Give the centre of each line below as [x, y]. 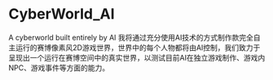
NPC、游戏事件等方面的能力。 [59, 67]
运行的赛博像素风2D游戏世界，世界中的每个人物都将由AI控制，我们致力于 [138, 47]
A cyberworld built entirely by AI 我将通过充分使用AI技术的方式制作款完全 [131, 37]
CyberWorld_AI [62, 14]
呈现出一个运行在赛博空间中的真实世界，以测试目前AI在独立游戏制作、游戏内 [137, 57]
